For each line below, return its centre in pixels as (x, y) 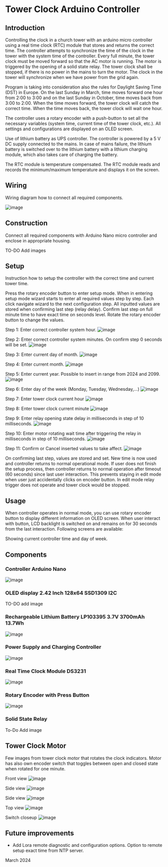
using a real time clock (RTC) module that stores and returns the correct (80, 45)
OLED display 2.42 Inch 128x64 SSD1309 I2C (61, 593)
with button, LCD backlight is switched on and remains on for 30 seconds (81, 524)
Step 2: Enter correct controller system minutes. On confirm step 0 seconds (84, 339)
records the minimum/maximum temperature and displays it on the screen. (82, 170)
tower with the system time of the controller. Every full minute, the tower (80, 56)
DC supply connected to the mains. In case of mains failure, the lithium (78, 144)
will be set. (16, 345)
